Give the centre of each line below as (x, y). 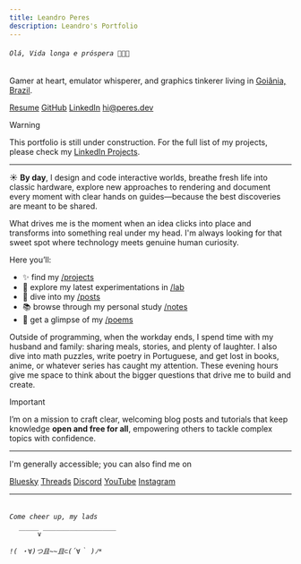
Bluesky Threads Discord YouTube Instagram (93, 481)
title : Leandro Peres (50, 17)
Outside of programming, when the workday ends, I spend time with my (142, 337)
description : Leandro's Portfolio (74, 26)
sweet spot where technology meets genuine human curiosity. (124, 242)
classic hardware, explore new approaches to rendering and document (140, 187)
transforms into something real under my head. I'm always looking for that (146, 233)
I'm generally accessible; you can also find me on (101, 464)
